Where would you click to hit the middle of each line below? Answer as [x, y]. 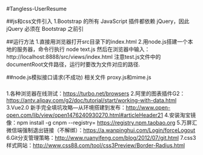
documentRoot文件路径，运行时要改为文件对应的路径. [73, 64]
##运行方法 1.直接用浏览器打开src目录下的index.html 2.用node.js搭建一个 [97, 41]
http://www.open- [148, 107]
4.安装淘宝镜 [180, 115]
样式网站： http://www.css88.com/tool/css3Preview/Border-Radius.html [96, 145]
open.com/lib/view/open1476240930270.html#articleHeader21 [85, 115]
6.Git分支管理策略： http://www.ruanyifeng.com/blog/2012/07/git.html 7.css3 [101, 137]
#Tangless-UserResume [36, 9]
